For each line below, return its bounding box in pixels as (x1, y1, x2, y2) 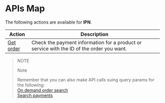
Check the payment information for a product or (31, 39, 142, 46)
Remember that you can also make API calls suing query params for (17, 77, 155, 82)
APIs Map (5, 3, 45, 14)
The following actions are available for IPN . (5, 19, 92, 25)
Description (80, 30, 109, 37)
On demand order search (17, 87, 68, 93)
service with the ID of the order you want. (31, 45, 127, 52)
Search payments (17, 92, 53, 98)
